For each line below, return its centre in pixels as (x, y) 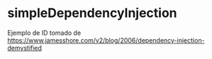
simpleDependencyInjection (92, 13)
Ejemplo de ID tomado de (44, 33)
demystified (25, 48)
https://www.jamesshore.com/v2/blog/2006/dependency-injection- (106, 40)
